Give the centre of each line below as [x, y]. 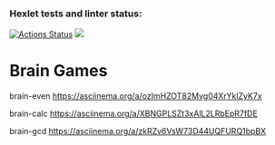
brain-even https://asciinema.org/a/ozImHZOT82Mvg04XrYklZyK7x [136, 96]
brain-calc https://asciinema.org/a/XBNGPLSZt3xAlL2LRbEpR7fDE [134, 114]
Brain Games [59, 71]
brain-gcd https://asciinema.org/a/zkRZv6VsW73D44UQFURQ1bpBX [138, 131]
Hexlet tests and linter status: [76, 14]
